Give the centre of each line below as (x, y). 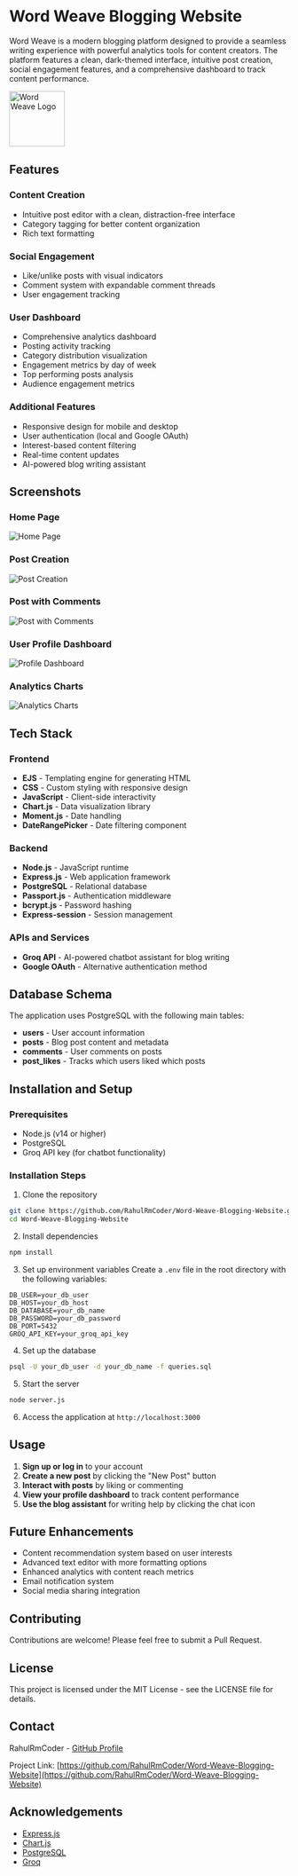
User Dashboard (45, 317)
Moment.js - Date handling (72, 816)
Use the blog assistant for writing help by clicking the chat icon (138, 1504)
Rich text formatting (58, 233)
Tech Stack (41, 733)
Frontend (29, 759)
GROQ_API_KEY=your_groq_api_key (69, 1334)
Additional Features (52, 407)
